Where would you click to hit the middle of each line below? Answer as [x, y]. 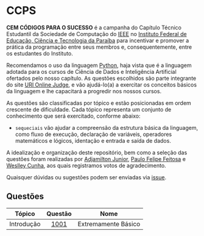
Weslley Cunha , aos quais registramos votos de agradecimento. [86, 165]
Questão [59, 213]
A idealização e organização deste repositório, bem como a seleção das [97, 152]
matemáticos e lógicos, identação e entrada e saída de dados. [93, 140]
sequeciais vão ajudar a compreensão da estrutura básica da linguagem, [107, 127]
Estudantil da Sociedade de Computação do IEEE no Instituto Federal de [97, 34]
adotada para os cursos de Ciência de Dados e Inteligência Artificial [91, 71]
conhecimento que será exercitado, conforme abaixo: [74, 116]
